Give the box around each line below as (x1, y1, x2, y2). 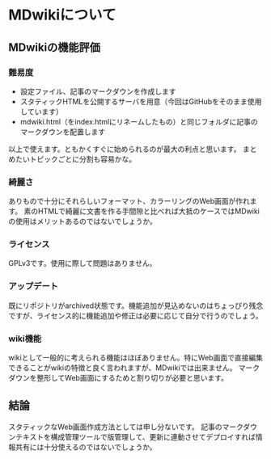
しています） (19, 107, 63, 116)
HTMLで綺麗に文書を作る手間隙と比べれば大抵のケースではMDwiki (37, 206, 260, 217)
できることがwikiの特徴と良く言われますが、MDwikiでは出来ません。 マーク (8, 363, 260, 373)
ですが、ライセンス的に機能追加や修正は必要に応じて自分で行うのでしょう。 (8, 310, 263, 320)
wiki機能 (8, 333, 42, 344)
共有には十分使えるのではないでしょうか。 (15, 442, 157, 452)
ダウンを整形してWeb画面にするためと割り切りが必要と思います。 (8, 373, 229, 383)
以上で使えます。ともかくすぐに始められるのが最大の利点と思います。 (8, 144, 241, 154)
